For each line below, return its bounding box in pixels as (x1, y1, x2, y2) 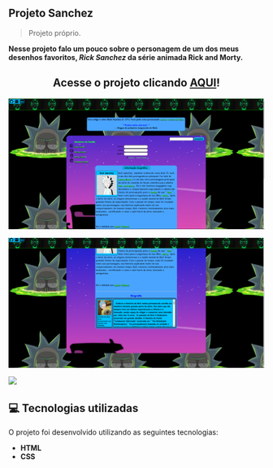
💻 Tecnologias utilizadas (8, 401, 139, 415)
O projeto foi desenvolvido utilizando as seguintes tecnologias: (8, 427, 219, 437)
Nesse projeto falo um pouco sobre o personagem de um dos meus (8, 44, 240, 54)
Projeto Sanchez (8, 6, 93, 20)
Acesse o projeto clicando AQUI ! (52, 76, 221, 90)
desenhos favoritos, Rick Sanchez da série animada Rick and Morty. (8, 52, 244, 62)
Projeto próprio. (28, 28, 81, 37)
